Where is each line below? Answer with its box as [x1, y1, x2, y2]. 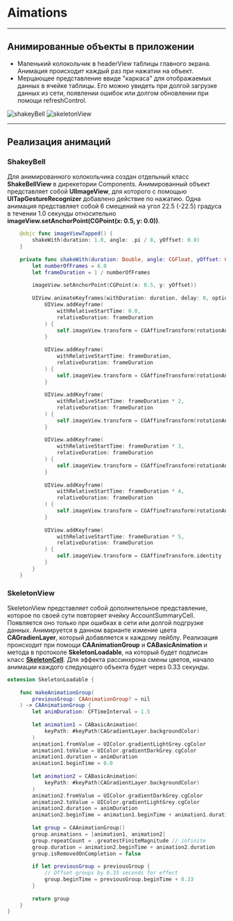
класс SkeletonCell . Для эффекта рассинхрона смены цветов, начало [7, 655, 214, 663]
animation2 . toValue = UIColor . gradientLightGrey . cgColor [32, 798, 200, 805]
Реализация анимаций [7, 137, 111, 148]
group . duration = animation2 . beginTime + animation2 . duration [32, 843, 216, 850]
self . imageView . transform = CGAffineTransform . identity [56, 552, 222, 559]
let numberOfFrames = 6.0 [32, 262, 107, 270]
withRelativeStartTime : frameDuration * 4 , [56, 488, 185, 495]
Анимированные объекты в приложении [7, 41, 195, 53]
